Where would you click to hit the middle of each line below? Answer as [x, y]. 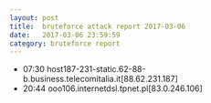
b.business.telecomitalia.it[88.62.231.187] [100, 79]
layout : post [34, 18]
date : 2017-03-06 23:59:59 [65, 35]
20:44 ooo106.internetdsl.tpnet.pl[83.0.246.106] [112, 88]
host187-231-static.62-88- [96, 69]
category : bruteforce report [65, 43]
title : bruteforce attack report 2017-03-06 [97, 26]
